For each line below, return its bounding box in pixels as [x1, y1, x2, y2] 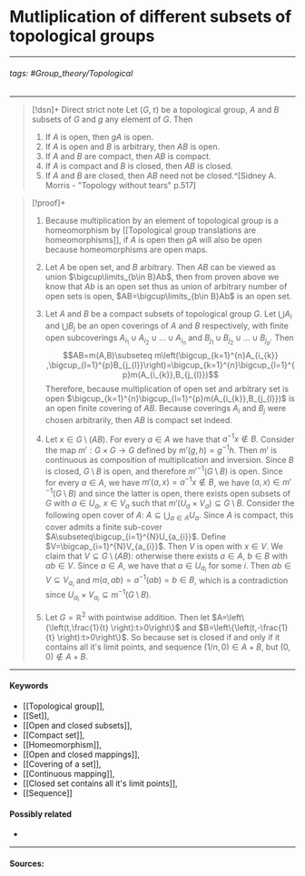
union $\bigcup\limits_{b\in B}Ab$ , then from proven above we [44, 271, 280, 283]
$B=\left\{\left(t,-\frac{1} [198, 621, 289, 633]
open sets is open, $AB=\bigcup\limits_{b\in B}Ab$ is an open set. [44, 291, 292, 302]
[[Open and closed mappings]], [22, 749, 141, 760]
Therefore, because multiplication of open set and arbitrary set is [44, 383, 289, 394]
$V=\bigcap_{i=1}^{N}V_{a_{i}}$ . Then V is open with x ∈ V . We [44, 540, 284, 551]
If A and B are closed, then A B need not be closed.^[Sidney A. [44, 170, 277, 181]
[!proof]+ [31, 197, 66, 208]
